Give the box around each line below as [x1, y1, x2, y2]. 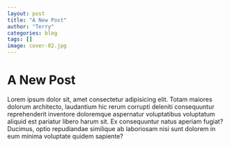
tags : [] [7, 36, 33, 43]
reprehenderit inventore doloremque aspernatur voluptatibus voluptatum [7, 110, 215, 118]
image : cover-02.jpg [7, 42, 68, 49]
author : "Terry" [7, 23, 54, 30]
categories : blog [7, 29, 58, 37]
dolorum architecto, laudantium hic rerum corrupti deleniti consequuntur [7, 102, 215, 111]
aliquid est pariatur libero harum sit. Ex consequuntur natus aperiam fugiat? [7, 117, 224, 126]
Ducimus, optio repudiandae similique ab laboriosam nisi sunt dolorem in [7, 124, 216, 132]
